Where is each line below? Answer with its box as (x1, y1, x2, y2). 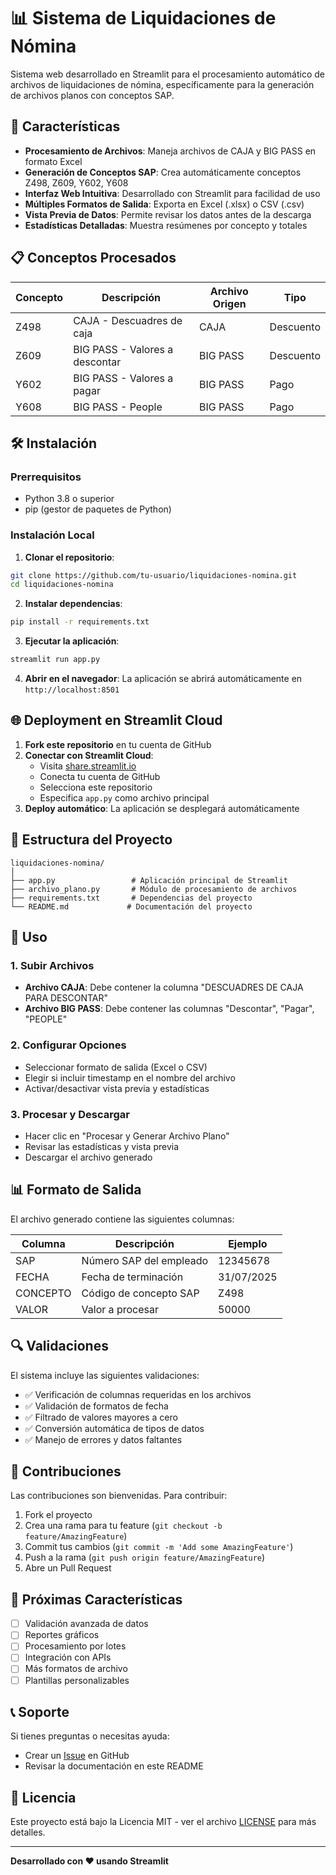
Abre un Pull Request (24, 1562, 112, 1574)
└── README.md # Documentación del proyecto (10, 901, 253, 912)
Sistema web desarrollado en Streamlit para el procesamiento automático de (10, 68, 326, 80)
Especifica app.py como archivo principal (39, 791, 210, 804)
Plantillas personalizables (24, 1674, 130, 1686)
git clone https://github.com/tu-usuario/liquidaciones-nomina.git (10, 570, 298, 580)
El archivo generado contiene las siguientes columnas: (10, 1213, 235, 1225)
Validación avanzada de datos (24, 1618, 149, 1630)
